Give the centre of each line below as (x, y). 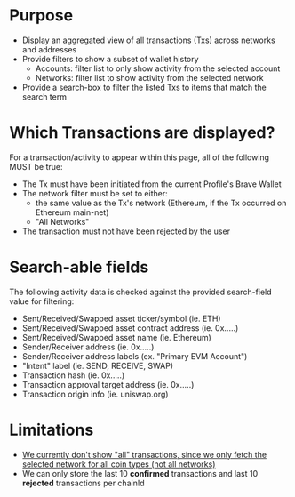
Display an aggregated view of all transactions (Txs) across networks (148, 40)
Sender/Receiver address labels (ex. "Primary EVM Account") (135, 356)
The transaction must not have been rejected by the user (126, 231)
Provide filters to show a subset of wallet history (110, 59)
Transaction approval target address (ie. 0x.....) (108, 384)
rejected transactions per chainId (83, 483)
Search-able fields (79, 267)
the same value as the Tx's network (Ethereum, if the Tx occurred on (161, 203)
